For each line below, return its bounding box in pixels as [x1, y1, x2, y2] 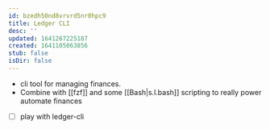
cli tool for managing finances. [19, 78, 122, 89]
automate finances [19, 96, 82, 106]
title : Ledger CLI [8, 19, 70, 27]
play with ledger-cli [19, 111, 85, 121]
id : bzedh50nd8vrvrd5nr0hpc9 [8, 11, 106, 20]
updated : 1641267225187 [8, 34, 89, 43]
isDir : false [8, 57, 52, 65]
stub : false [8, 49, 48, 57]
